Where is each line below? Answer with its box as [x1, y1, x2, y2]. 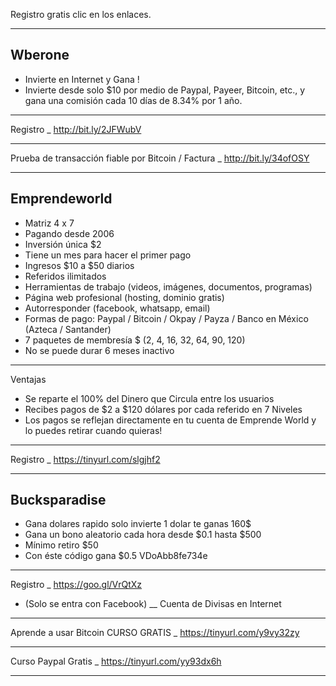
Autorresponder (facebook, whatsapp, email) [24, 302, 211, 314]
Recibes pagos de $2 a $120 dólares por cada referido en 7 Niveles [24, 403, 303, 415]
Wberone [10, 47, 70, 64]
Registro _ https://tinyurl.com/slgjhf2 [10, 453, 161, 465]
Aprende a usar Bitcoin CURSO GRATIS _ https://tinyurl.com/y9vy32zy [10, 627, 300, 639]
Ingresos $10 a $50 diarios [24, 259, 135, 271]
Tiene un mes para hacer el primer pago [24, 249, 192, 261]
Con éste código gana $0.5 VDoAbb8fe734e [24, 550, 208, 562]
